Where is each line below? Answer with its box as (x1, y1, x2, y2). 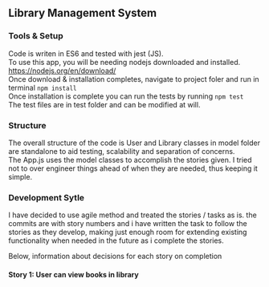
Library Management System (8, 6, 157, 20)
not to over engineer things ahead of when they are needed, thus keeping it (8, 164, 259, 173)
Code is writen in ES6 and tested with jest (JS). (8, 48, 164, 59)
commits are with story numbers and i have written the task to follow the (8, 219, 247, 228)
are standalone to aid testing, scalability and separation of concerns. (8, 146, 235, 156)
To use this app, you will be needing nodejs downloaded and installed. (8, 57, 241, 67)
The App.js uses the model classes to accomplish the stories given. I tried (8, 155, 252, 164)
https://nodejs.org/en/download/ (8, 66, 116, 75)
